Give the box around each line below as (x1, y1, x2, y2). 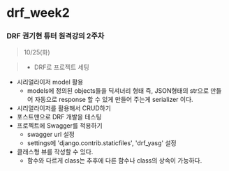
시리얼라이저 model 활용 (16, 78, 84, 87)
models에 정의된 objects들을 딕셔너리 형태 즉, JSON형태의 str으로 (27, 87, 209, 95)
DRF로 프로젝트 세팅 (34, 63, 90, 71)
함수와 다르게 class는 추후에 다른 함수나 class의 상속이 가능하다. (27, 156, 202, 165)
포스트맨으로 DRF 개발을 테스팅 (16, 113, 102, 121)
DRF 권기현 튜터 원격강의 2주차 (6, 31, 105, 41)
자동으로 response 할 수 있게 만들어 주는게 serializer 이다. (34, 96, 193, 104)
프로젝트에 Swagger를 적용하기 (16, 121, 103, 130)
